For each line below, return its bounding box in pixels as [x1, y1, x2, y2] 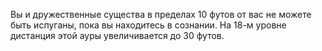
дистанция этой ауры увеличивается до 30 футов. [10, 30, 225, 41]
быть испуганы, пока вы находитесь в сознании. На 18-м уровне [10, 19, 287, 31]
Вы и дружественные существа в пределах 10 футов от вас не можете [10, 9, 312, 20]
